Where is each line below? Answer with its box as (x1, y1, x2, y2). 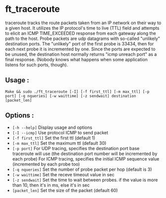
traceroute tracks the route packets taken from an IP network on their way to (5, 20, 162, 26)
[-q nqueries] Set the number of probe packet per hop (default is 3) (12, 166, 152, 172)
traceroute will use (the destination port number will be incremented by (12, 151, 158, 157)
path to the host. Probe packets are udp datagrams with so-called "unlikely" (5, 36, 160, 41)
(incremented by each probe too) (12, 161, 80, 167)
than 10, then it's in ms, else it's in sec (12, 182, 90, 188)
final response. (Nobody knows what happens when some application (5, 56, 148, 62)
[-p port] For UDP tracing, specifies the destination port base (12, 145, 140, 151)
